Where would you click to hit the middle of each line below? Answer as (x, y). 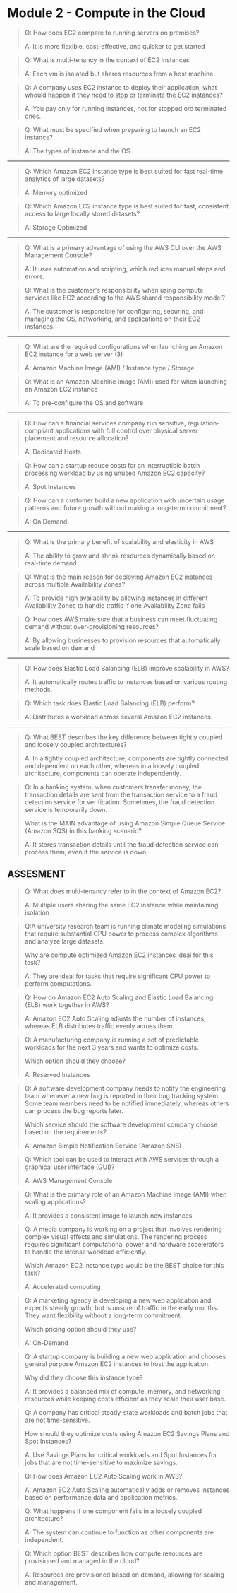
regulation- (203, 423)
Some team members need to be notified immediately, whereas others (127, 1103)
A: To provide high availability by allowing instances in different (116, 598)
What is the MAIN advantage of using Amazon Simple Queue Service (125, 823)
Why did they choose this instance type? (84, 1377)
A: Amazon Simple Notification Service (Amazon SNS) (103, 1146)
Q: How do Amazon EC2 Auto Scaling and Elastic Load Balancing (119, 997)
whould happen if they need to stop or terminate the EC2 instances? (124, 95)
